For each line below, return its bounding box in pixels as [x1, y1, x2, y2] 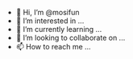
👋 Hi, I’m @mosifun [15, 8, 80, 17]
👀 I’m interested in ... [15, 16, 85, 26]
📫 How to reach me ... [15, 42, 91, 51]
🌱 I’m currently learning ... [15, 25, 102, 33]
